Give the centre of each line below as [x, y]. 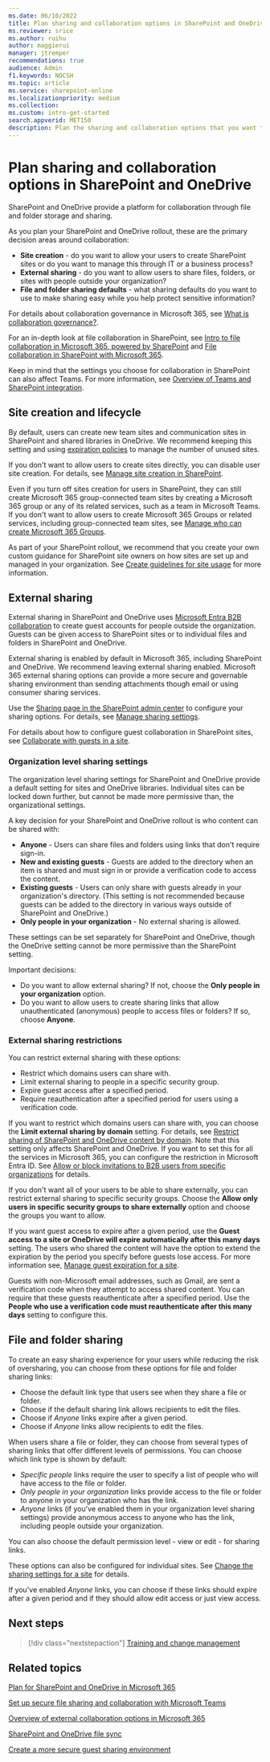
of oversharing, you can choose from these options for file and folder [123, 1368]
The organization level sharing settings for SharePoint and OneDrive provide [135, 779]
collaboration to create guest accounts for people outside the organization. [132, 626]
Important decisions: [42, 969]
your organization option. [63, 994]
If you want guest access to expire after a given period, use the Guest [124, 1231]
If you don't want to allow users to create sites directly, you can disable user [134, 465]
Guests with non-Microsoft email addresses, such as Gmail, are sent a [124, 1281]
